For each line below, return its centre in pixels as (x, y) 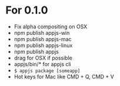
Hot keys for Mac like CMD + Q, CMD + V (64, 77)
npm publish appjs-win (42, 32)
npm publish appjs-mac (43, 39)
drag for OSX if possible (43, 58)
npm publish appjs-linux (43, 45)
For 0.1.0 (27, 10)
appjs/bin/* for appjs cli (42, 64)
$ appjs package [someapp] (47, 71)
